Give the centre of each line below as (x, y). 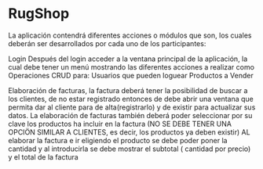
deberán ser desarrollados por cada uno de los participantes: (107, 43)
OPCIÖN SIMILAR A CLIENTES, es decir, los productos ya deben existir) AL (129, 132)
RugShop (39, 14)
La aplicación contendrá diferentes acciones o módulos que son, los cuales (130, 35)
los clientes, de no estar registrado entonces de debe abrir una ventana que (131, 99)
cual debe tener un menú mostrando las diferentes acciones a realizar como (131, 67)
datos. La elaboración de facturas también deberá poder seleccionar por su (130, 115)
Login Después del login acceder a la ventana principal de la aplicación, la (128, 59)
